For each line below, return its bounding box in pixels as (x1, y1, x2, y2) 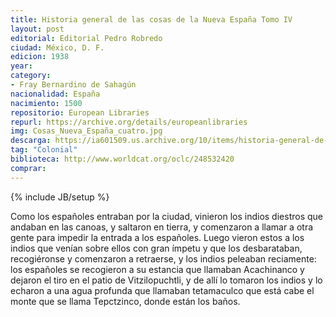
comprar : (10, 163, 47, 173)
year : (10, 61, 33, 71)
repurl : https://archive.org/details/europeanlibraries (10, 117, 248, 127)
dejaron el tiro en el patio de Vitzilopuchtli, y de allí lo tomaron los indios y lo (10, 274, 323, 286)
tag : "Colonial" (10, 145, 78, 155)
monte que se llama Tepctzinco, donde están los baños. (10, 295, 241, 307)
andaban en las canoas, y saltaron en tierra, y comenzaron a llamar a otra (10, 221, 314, 233)
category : (10, 71, 52, 81)
